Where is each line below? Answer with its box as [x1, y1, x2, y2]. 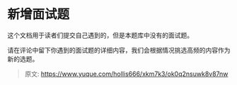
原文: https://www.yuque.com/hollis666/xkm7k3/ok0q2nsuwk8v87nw [24, 70, 229, 78]
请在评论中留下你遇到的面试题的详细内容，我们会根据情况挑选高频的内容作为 [7, 46, 231, 54]
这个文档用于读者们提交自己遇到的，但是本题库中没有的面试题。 [7, 31, 193, 39]
